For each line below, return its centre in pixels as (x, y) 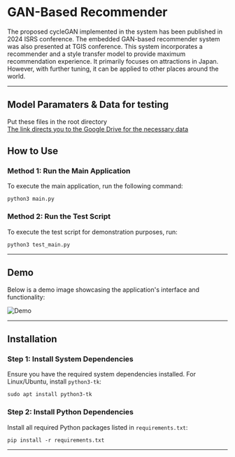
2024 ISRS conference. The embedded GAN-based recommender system (114, 38)
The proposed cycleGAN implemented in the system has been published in (115, 31)
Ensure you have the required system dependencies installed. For (101, 374)
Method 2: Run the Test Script (59, 216)
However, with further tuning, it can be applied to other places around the (113, 69)
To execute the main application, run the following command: (95, 186)
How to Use (33, 151)
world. (16, 76)
